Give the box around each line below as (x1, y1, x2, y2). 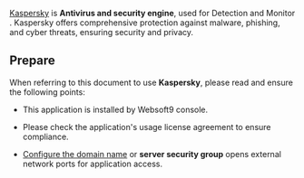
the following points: (9, 86, 86, 98)
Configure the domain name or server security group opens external (22, 148, 281, 159)
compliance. (22, 131, 70, 142)
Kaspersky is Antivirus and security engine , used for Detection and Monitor (9, 8, 296, 18)
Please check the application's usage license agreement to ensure (22, 121, 271, 132)
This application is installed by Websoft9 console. (22, 104, 209, 115)
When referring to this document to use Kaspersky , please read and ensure (9, 77, 293, 88)
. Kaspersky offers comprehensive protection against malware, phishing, (9, 17, 280, 28)
